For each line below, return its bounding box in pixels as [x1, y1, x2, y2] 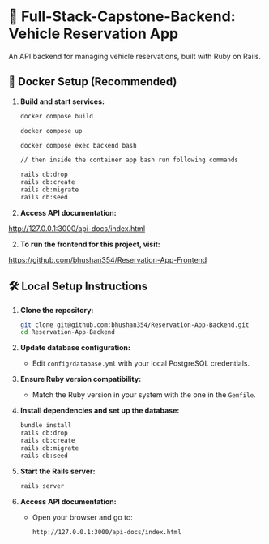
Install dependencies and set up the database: [19, 405, 180, 416]
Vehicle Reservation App [8, 24, 179, 43]
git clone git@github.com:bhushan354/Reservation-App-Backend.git [19, 320, 250, 329]
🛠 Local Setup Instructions [8, 280, 148, 293]
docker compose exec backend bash [19, 141, 137, 149]
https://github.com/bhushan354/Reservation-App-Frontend [8, 255, 207, 264]
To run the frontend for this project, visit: [19, 239, 160, 249]
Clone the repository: [19, 305, 94, 315]
